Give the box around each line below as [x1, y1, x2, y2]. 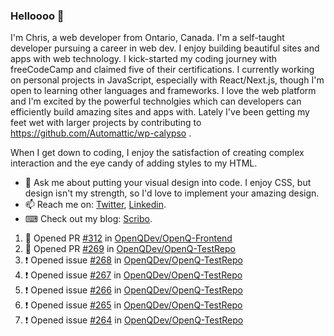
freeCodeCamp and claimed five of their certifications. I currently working [10, 64, 315, 76]
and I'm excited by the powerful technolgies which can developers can [10, 95, 302, 108]
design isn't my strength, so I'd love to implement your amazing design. [24, 187, 320, 199]
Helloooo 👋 [10, 9, 65, 23]
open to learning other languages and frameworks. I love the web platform [10, 85, 317, 97]
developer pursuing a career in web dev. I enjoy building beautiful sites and [10, 42, 320, 54]
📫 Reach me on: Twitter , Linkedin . [24, 199, 167, 211]
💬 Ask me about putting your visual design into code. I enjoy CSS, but [24, 177, 312, 189]
